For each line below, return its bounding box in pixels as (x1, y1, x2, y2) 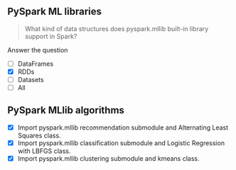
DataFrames (17, 59, 54, 68)
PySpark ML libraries (7, 6, 102, 18)
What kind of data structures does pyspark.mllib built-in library (24, 24, 209, 33)
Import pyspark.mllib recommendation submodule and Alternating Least (17, 123, 229, 132)
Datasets (17, 75, 44, 84)
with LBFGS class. (17, 147, 71, 155)
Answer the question (7, 45, 68, 54)
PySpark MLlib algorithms (7, 104, 124, 116)
